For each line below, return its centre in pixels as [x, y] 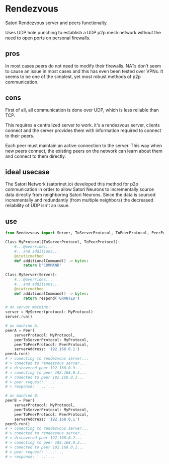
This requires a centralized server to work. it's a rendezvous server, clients [82, 125]
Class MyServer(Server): [31, 275]
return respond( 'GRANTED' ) [52, 298]
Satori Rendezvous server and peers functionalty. [57, 23]
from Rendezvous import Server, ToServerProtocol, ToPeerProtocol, [77, 233]
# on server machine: [28, 307]
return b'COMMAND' [43, 266]
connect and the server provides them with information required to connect [83, 130]
